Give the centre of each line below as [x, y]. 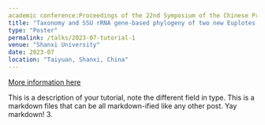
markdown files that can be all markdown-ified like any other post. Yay [123, 106]
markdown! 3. [30, 114]
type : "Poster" [33, 30]
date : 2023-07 [32, 52]
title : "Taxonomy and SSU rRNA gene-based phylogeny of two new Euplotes [132, 23]
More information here [45, 82]
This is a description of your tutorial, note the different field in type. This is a [131, 97]
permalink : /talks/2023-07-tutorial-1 [72, 38]
